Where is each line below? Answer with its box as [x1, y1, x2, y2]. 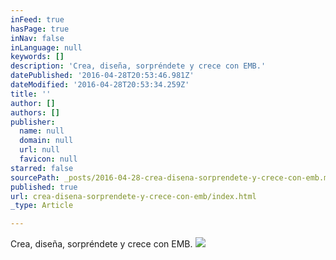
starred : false [10, 163, 74, 173]
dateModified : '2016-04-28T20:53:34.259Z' [10, 80, 190, 90]
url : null [19, 145, 60, 155]
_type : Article [10, 201, 74, 211]
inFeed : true [10, 14, 65, 25]
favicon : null [19, 154, 78, 164]
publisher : [10, 117, 56, 127]
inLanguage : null [10, 42, 83, 53]
